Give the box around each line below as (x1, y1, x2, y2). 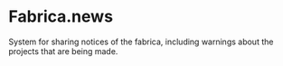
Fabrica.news (8, 6, 114, 27)
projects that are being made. (8, 45, 118, 56)
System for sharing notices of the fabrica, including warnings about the (8, 36, 274, 47)
